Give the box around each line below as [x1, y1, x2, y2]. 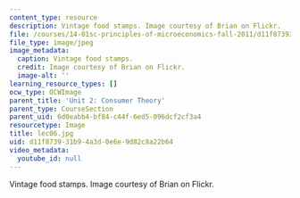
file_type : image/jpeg [9, 37, 94, 47]
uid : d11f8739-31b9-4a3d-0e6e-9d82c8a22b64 [9, 137, 174, 146]
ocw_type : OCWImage [9, 87, 82, 96]
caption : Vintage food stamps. [17, 54, 134, 63]
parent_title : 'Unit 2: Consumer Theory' [9, 95, 166, 105]
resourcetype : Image [9, 121, 87, 130]
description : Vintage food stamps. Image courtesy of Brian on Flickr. [9, 21, 281, 30]
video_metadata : [9, 145, 70, 154]
